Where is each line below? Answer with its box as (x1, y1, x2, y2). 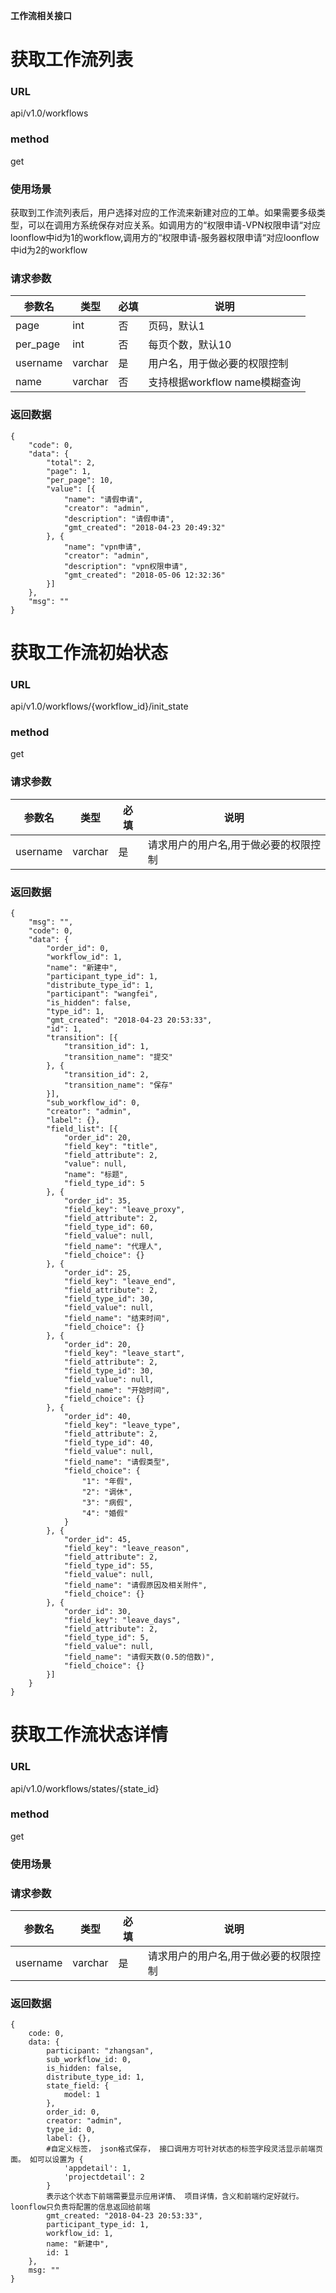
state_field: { (46, 2081, 110, 2091)
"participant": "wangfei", (46, 989, 159, 999)
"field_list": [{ (46, 1124, 118, 1134)
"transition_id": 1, (63, 1042, 150, 1052)
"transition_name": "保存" (63, 1080, 174, 1091)
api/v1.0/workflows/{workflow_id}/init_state (10, 700, 189, 713)
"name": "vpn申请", (63, 542, 142, 552)
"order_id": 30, (63, 1607, 132, 1617)
